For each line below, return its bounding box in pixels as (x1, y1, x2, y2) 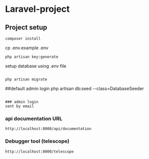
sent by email (5, 104, 35, 109)
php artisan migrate (5, 77, 48, 82)
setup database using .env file (5, 63, 67, 69)
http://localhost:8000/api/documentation (5, 126, 92, 131)
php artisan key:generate (5, 54, 58, 59)
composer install (5, 36, 41, 41)
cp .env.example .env (5, 45, 48, 50)
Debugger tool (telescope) (5, 138, 70, 145)
